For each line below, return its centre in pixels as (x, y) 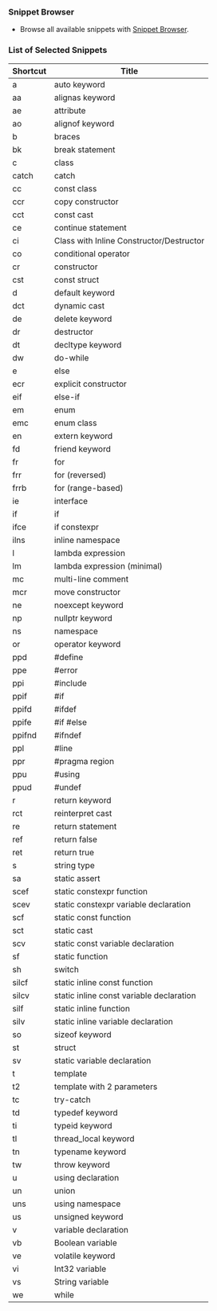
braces (67, 136)
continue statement (91, 227)
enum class (76, 423)
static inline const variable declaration (126, 995)
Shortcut (30, 70)
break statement (85, 149)
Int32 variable (80, 1269)
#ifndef (68, 735)
